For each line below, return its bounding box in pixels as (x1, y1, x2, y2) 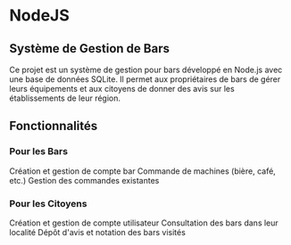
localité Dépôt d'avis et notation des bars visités (9, 226, 186, 237)
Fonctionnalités (9, 118, 98, 134)
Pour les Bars (9, 145, 69, 158)
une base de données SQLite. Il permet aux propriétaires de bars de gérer (9, 74, 281, 85)
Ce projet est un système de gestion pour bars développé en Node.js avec (9, 64, 283, 75)
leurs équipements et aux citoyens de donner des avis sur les (9, 84, 235, 94)
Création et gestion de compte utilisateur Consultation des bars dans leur (9, 217, 279, 228)
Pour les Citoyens (9, 197, 87, 209)
